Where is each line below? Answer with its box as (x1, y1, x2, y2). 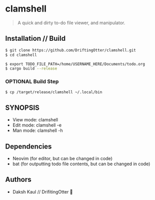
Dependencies (5, 142, 52, 151)
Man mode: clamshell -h (12, 127, 63, 134)
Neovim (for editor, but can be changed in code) (12, 156, 113, 162)
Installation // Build (5, 34, 66, 43)
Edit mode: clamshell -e (12, 122, 62, 128)
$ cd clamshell (5, 52, 37, 57)
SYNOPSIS (5, 103, 40, 112)
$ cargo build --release (5, 66, 57, 71)
